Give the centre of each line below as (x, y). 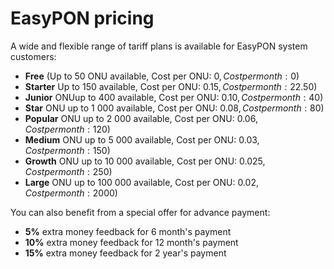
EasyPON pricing (82, 18)
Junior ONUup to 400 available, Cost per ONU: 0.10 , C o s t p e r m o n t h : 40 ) (174, 97)
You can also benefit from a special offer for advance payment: (140, 212)
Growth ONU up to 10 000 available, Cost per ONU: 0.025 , (145, 161)
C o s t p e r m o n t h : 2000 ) (71, 193)
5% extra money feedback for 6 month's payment (128, 231)
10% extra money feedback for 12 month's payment (131, 242)
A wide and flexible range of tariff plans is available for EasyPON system (159, 46)
